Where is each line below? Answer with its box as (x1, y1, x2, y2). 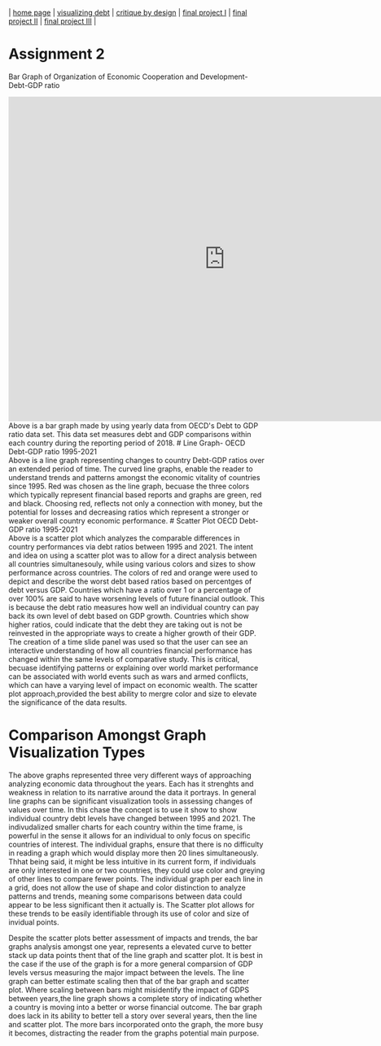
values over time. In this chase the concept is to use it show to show (8, 804, 238, 814)
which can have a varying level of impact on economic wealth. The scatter (8, 680, 258, 689)
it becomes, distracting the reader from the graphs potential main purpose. (8, 1028, 260, 1038)
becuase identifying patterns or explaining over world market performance (8, 663, 259, 672)
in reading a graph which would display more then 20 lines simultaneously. (8, 847, 259, 858)
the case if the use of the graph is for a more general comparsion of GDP (8, 959, 253, 969)
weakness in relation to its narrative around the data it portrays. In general (8, 787, 256, 797)
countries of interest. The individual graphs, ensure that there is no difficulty (8, 839, 264, 849)
